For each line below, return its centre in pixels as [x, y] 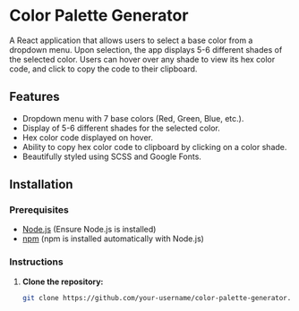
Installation [41, 185]
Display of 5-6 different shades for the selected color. [121, 128]
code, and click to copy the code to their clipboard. [103, 69]
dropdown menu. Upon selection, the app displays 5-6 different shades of [146, 49]
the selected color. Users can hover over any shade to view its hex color [142, 59]
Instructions [37, 262]
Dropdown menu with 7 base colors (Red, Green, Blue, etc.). [133, 118]
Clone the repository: [63, 282]
